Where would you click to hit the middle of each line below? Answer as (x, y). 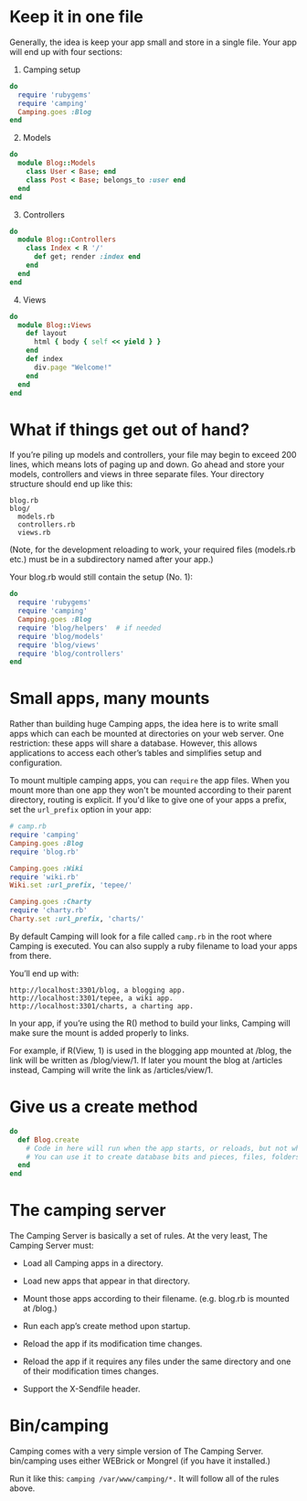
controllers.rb (47, 525)
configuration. (36, 763)
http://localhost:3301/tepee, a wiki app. (91, 998)
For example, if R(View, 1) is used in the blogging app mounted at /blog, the (151, 1050)
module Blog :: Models (57, 163)
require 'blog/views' (59, 645)
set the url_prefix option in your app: (81, 810)
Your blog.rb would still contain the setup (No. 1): (101, 577)
